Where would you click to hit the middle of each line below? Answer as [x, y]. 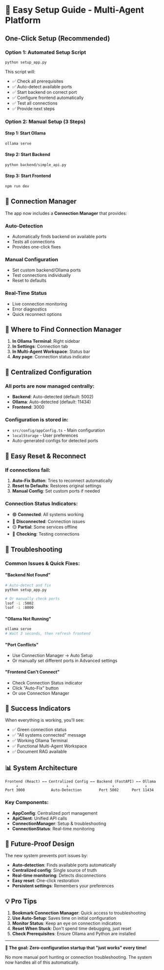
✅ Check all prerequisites [38, 81]
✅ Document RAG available [40, 752]
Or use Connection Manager [41, 693]
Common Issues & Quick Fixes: [42, 563]
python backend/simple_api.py [36, 165]
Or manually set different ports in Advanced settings [65, 660]
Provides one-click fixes [36, 247]
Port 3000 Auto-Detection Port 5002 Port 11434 [79, 790]
